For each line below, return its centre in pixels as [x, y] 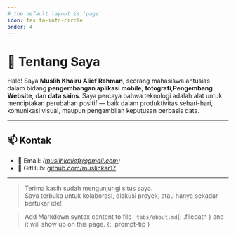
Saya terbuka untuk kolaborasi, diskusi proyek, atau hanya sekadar [121, 196]
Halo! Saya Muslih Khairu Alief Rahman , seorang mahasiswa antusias [109, 81]
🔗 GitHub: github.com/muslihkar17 [67, 168]
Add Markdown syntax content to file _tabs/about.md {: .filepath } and [124, 217]
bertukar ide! [43, 203]
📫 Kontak [29, 140]
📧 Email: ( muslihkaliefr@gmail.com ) [69, 161]
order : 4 [20, 27]
